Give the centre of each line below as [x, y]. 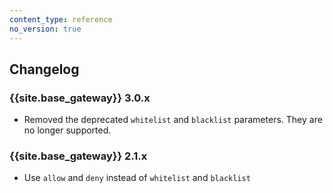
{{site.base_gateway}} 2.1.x [78, 156]
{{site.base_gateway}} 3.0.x [80, 98]
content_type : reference [61, 19]
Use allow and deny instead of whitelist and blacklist [137, 178]
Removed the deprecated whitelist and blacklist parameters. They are [173, 120]
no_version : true [45, 29]
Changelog [44, 69]
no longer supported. [67, 130]
